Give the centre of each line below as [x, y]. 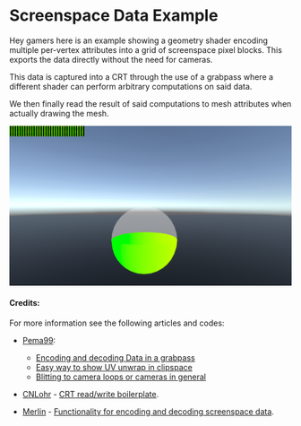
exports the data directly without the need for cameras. [111, 59]
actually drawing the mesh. [59, 113]
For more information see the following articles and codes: [117, 323]
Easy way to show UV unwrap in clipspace [114, 367]
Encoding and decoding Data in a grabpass [115, 357]
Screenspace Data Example [114, 16]
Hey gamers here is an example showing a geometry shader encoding [139, 40]
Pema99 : [39, 340]
